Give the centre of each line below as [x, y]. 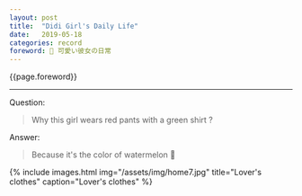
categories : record [46, 43]
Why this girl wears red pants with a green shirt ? [122, 120]
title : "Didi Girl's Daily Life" [74, 26]
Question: [27, 102]
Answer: [25, 138]
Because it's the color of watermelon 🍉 [103, 155]
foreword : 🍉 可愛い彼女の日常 [61, 51]
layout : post [34, 18]
